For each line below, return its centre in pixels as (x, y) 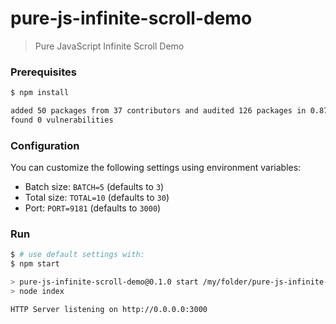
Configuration (45, 145)
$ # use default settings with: (77, 255)
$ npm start (35, 264)
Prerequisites (43, 72)
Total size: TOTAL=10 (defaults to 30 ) (97, 198)
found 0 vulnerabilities (62, 120)
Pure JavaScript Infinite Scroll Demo (109, 46)
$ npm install (40, 93)
